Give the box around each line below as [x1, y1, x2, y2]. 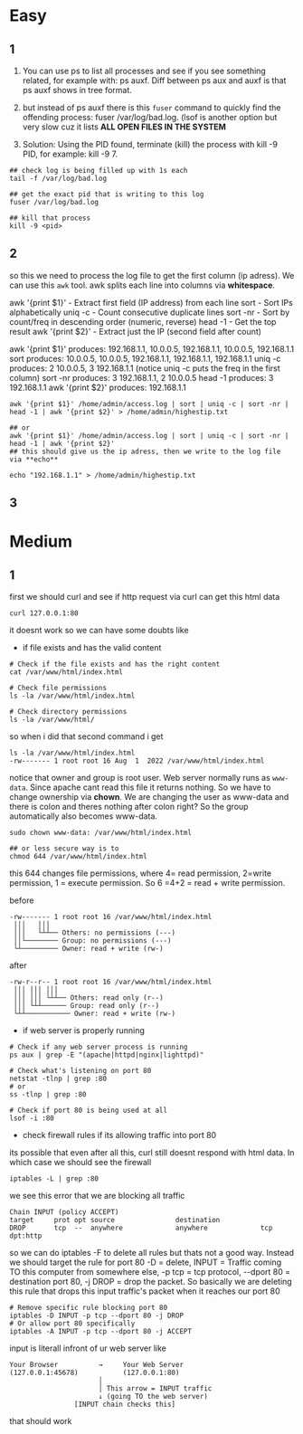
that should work [9, 1416, 72, 1427]
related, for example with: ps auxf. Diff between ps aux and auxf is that [22, 75, 287, 86]
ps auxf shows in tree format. [22, 85, 133, 95]
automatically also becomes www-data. [9, 811, 158, 821]
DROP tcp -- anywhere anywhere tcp [9, 1223, 273, 1233]
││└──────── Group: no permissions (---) [13, 936, 172, 945]
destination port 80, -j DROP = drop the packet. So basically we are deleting [9, 1277, 292, 1287]
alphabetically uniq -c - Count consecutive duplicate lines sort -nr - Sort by [9, 307, 290, 318]
